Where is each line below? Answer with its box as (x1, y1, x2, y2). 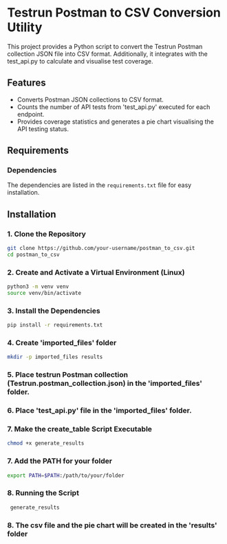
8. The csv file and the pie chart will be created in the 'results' (7, 520, 218, 530)
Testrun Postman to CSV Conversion (7, 5, 221, 21)
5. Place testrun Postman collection (7, 370, 129, 380)
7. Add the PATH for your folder (7, 456, 112, 466)
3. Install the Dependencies (7, 306, 101, 315)
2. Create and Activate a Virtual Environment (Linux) (7, 267, 185, 277)
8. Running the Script (7, 488, 79, 498)
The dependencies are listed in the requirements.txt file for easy (7, 181, 192, 189)
